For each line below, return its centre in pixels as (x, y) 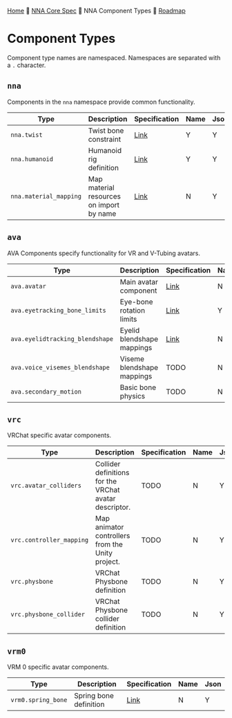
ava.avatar (28, 286)
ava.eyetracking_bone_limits (58, 310)
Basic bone (138, 387)
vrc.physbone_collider (48, 615)
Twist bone (106, 130)
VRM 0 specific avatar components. (58, 667)
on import (104, 205)
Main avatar (139, 282)
